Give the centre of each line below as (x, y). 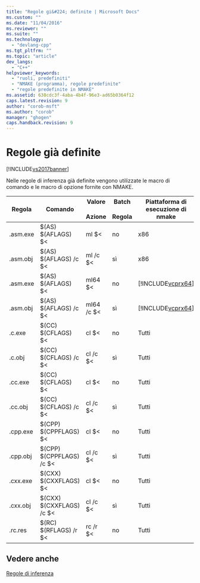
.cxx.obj (20, 506)
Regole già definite (54, 152)
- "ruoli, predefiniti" (41, 78)
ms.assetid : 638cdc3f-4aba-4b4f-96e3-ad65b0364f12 (70, 95)
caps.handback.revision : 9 (40, 123)
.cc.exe (19, 382)
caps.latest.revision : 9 (37, 100)
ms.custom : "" (24, 17)
